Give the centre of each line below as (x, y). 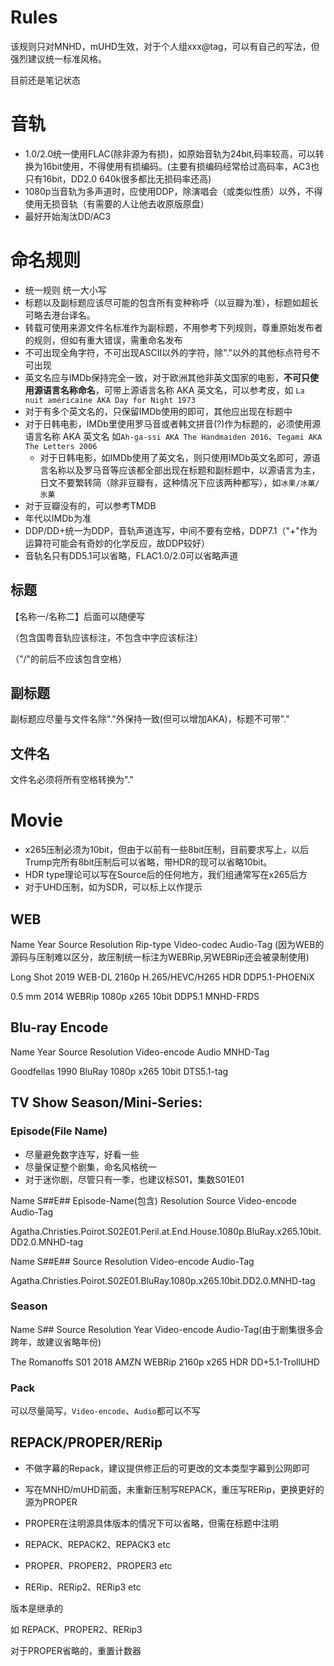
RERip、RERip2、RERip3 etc (83, 1587)
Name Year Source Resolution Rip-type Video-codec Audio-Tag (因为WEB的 (167, 944)
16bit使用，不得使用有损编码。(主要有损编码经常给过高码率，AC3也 (181, 166)
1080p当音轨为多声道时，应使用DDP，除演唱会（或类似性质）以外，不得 (173, 191)
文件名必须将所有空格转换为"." (72, 780)
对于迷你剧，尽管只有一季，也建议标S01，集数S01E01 (134, 1179)
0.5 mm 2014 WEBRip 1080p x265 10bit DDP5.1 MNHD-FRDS (135, 996)
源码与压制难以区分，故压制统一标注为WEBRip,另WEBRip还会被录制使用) (160, 957)
